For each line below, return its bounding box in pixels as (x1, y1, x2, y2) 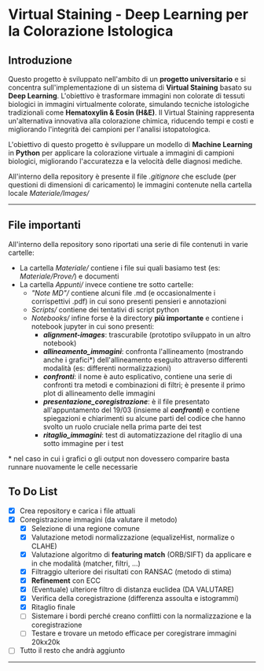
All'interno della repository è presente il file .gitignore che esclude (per (8, 171, 237, 181)
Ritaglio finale (31, 603, 76, 612)
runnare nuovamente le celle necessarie (8, 462, 138, 471)
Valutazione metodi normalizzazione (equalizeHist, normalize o (31, 533, 236, 542)
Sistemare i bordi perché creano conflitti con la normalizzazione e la (31, 611, 251, 621)
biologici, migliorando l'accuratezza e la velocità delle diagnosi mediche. (8, 157, 243, 166)
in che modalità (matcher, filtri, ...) (31, 559, 141, 568)
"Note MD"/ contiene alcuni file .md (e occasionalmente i (31, 288, 216, 297)
